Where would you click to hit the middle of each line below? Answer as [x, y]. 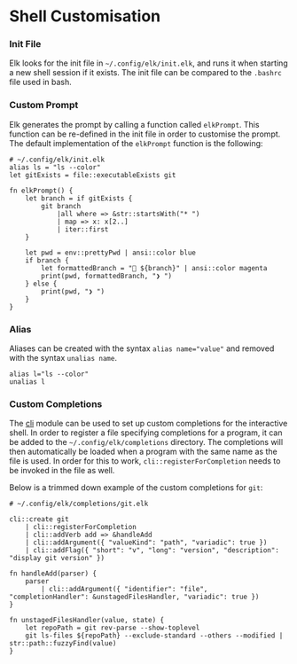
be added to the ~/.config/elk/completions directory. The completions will [146, 442]
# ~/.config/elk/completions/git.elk [79, 504]
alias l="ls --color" [49, 374]
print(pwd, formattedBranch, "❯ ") [107, 276]
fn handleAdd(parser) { [53, 574]
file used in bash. [41, 82]
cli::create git [39, 519]
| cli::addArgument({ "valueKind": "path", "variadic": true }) [146, 543]
